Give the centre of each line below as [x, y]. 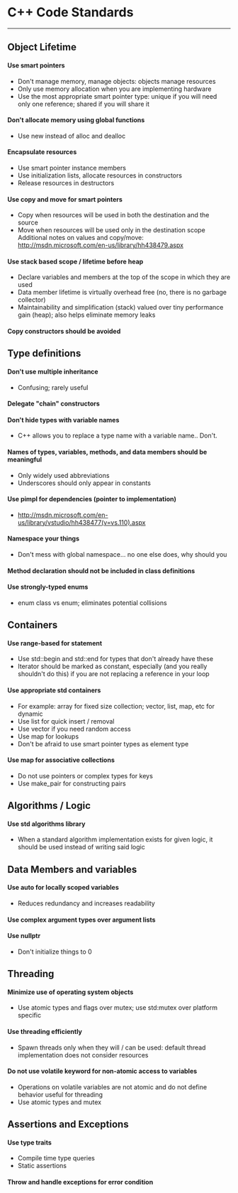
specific [29, 1015]
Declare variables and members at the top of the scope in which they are [124, 277]
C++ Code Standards [70, 12]
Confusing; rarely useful [53, 387]
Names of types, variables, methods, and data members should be [107, 452]
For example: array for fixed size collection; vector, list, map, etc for [116, 706]
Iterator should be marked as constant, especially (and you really [112, 666]
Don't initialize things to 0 [55, 952]
